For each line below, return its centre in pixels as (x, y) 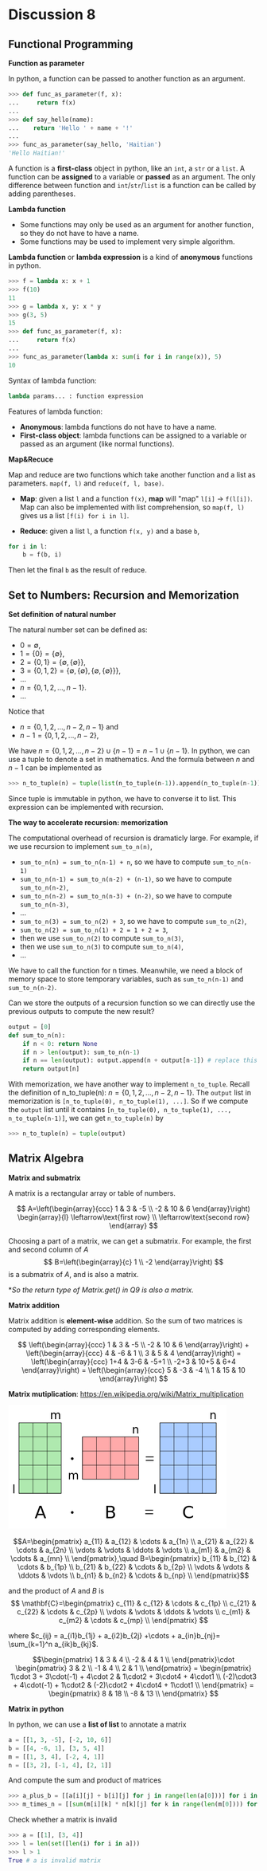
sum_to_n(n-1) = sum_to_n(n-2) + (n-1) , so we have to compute (126, 879)
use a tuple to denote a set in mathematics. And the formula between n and (132, 760)
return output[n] (51, 1069)
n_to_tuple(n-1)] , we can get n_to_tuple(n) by (86, 1118)
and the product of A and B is (56, 1590)
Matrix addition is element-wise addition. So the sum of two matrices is (126, 1320)
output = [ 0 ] (30, 1027)
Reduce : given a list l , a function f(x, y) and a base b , (110, 531)
